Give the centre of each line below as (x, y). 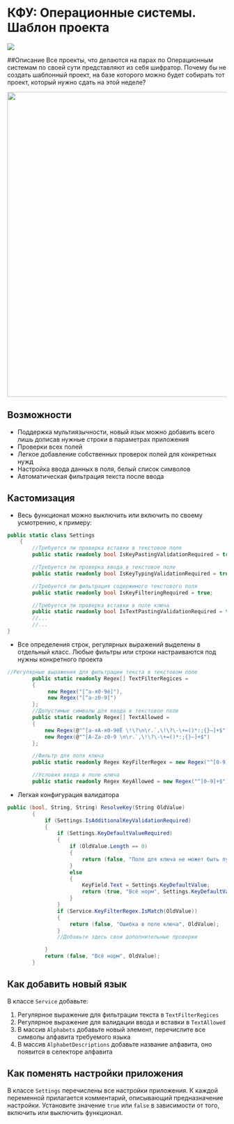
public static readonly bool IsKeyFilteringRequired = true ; (123, 593)
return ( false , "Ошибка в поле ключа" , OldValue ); (144, 924)
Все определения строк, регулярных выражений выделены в (109, 644)
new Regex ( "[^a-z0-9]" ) (82, 698)
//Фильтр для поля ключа (68, 756)
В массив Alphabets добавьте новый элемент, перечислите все (111, 1029)
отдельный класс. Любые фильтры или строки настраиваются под (117, 652)
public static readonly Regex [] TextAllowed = (101, 718)
